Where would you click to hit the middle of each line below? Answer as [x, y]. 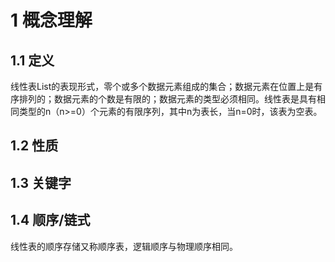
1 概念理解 [51, 20]
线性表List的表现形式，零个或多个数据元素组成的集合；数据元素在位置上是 [162, 86]
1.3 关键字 [41, 182]
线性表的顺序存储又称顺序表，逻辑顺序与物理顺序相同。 [124, 246]
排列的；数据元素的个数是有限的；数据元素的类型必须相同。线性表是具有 [167, 99]
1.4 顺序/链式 [50, 220]
